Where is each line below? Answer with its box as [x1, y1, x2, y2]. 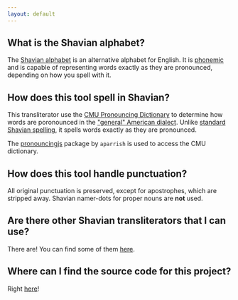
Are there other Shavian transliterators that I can [7, 214, 226, 227]
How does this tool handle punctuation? [7, 167, 188, 180]
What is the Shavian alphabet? [7, 37, 146, 49]
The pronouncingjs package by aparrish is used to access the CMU [7, 140, 206, 148]
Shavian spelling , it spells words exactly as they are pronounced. [7, 125, 197, 134]
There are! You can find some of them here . [7, 244, 135, 253]
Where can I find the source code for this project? [7, 265, 232, 278]
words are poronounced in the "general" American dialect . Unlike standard [7, 118, 226, 127]
